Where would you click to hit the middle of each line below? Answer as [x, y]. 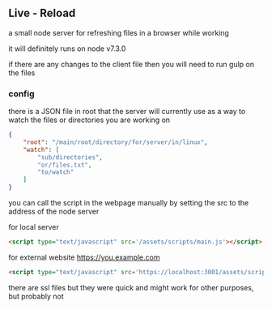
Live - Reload [42, 13]
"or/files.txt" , [65, 165]
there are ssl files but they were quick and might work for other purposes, [131, 287]
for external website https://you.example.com [84, 257]
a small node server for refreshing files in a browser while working [119, 32]
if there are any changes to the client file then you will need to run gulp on [132, 64]
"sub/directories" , [70, 157]
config [21, 94]
